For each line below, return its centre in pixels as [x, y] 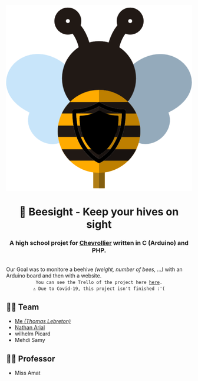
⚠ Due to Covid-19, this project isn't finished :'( [99, 289]
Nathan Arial [30, 328]
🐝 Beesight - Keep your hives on [99, 212]
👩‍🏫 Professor [31, 359]
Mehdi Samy [30, 340]
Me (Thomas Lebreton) [43, 321]
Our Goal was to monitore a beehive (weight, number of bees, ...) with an [94, 269]
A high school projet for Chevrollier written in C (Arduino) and [99, 243]
